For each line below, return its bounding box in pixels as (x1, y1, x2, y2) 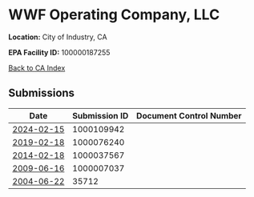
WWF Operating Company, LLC (8, 6, 220, 24)
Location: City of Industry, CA (8, 32, 107, 42)
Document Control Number (135, 110, 242, 121)
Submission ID (71, 110, 129, 121)
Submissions (8, 86, 75, 100)
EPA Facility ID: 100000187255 (8, 47, 111, 57)
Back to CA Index (8, 62, 66, 73)
